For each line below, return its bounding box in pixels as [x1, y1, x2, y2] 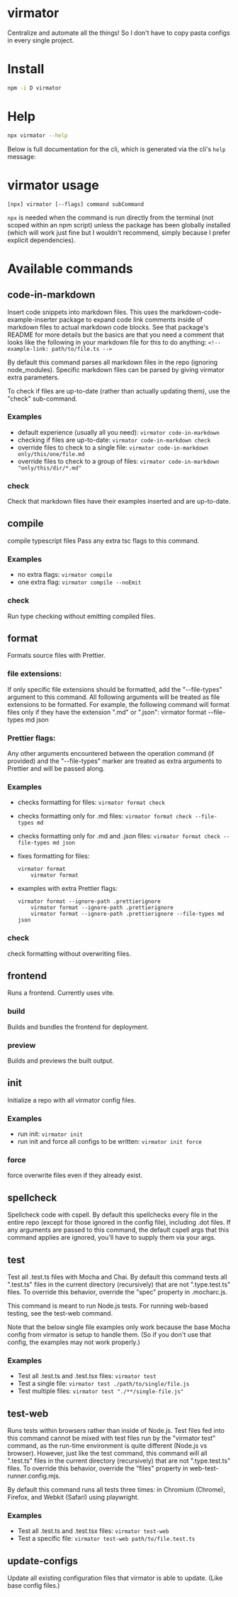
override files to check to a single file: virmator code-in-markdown [17, 443, 209, 452]
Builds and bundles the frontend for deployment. [7, 1022, 149, 1031]
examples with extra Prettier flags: [17, 884, 118, 893]
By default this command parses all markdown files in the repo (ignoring [7, 357, 218, 367]
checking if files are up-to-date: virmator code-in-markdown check [17, 435, 211, 444]
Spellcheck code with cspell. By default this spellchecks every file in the [7, 1211, 218, 1219]
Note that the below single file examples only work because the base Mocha [7, 1323, 230, 1331]
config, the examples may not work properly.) [7, 1338, 140, 1346]
